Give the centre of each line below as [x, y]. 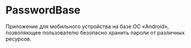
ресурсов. [19, 39]
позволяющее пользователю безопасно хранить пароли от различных [95, 32]
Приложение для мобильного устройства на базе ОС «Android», [87, 26]
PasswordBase [43, 10]
